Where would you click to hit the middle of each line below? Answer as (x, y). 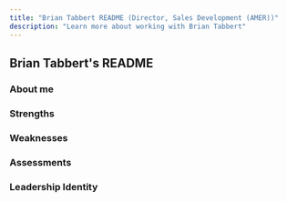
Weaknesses (39, 137)
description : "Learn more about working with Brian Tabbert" (128, 26)
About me (32, 89)
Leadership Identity (54, 187)
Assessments (41, 162)
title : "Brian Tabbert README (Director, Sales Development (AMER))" (144, 18)
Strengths (32, 113)
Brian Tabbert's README (82, 63)
